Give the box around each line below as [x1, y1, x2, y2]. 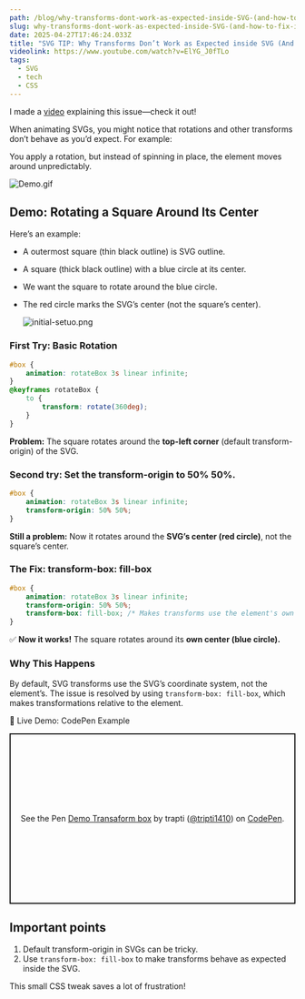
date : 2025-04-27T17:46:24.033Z [9, 30, 132, 39]
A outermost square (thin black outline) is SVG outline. [22, 247, 226, 257]
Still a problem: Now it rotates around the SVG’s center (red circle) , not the [9, 530, 292, 541]
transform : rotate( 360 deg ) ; [42, 402, 148, 412]
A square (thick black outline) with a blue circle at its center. [22, 264, 247, 275]
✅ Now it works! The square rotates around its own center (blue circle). [9, 634, 281, 645]
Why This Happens [9, 657, 95, 670]
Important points [9, 920, 107, 935]
